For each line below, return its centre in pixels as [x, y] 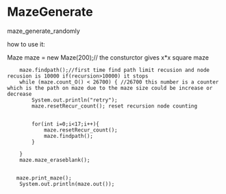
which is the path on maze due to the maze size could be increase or [110, 88]
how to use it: [26, 44]
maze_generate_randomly [43, 31]
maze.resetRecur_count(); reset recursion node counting [114, 106]
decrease [20, 94]
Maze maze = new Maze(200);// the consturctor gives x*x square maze [108, 57]
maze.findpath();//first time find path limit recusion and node [115, 70]
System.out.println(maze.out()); [67, 184]
